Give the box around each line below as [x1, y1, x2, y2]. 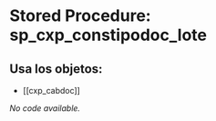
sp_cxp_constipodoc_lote [9, 25, 208, 45]
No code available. [9, 103, 80, 114]
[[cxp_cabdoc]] [22, 86, 80, 96]
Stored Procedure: [9, 5, 152, 26]
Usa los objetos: [9, 61, 103, 76]
